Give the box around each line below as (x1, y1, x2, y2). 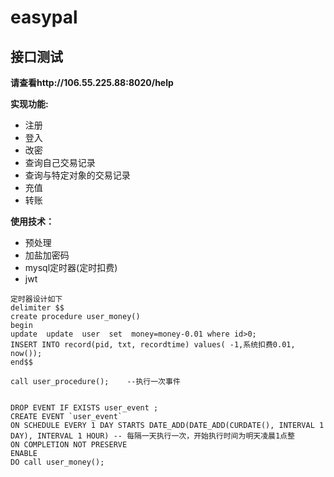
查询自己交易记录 (24, 157, 96, 168)
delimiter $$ (10, 303, 65, 313)
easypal (10, 6, 78, 29)
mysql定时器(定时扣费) (24, 262, 118, 273)
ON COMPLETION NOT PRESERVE (10, 440, 128, 450)
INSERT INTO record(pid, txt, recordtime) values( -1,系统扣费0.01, (10, 340, 296, 350)
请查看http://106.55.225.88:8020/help (10, 77, 174, 88)
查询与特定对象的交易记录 (24, 169, 131, 181)
